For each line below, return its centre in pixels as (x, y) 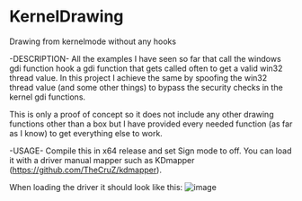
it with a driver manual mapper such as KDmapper (102, 160)
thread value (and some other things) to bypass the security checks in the (146, 87)
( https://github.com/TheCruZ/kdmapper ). (85, 170)
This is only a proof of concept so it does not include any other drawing (142, 114)
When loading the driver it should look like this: (96, 187)
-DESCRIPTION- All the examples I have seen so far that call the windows (145, 58)
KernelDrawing (67, 17)
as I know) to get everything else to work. (86, 133)
